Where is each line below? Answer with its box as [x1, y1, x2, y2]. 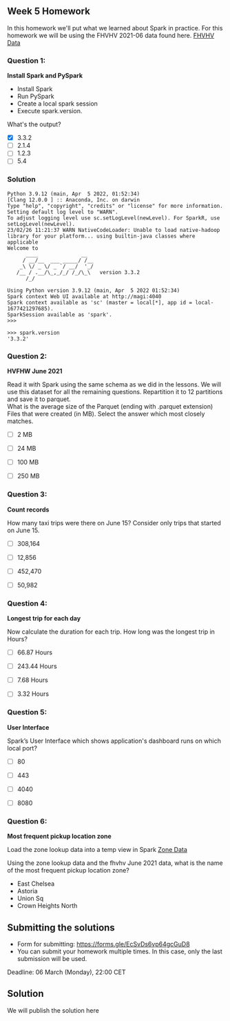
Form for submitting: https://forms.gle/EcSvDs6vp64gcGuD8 [17, 940, 191, 948]
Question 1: [7, 55, 46, 65]
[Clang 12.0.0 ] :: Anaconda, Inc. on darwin [7, 196, 140, 203]
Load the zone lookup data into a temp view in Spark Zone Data [7, 846, 188, 854]
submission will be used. [17, 954, 87, 962]
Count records [7, 505, 50, 514]
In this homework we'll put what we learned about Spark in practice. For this [7, 23, 223, 32]
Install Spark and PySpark [7, 72, 83, 80]
